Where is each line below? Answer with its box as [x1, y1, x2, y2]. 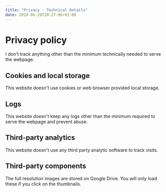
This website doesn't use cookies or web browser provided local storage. [5, 85, 160, 91]
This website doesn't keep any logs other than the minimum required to [5, 113, 155, 119]
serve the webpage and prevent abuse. [5, 118, 88, 125]
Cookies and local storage [5, 71, 90, 80]
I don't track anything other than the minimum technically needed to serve [5, 51, 161, 57]
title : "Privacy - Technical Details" [5, 7, 88, 13]
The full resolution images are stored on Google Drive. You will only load [5, 175, 157, 181]
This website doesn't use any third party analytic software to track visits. [5, 147, 158, 153]
